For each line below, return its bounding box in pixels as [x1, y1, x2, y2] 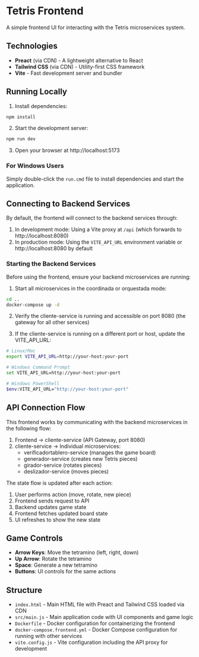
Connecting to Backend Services [6, 199, 131, 209]
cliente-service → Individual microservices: [14, 443, 121, 450]
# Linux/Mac [6, 348, 36, 354]
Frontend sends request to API [14, 497, 90, 504]
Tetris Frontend [6, 4, 84, 18]
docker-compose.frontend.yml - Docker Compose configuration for [14, 626, 178, 633]
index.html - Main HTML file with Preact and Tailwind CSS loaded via [14, 601, 185, 608]
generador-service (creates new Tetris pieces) [23, 455, 138, 462]
